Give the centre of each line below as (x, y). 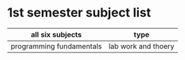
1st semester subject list (79, 13)
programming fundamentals (57, 46)
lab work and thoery (141, 46)
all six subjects (57, 34)
